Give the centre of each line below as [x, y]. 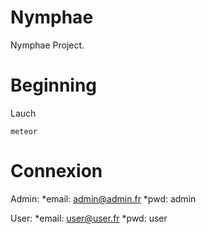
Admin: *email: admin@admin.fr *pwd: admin [103, 198]
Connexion [56, 171]
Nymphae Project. [47, 45]
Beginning [54, 85]
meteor [24, 131]
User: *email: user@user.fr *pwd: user [89, 218]
